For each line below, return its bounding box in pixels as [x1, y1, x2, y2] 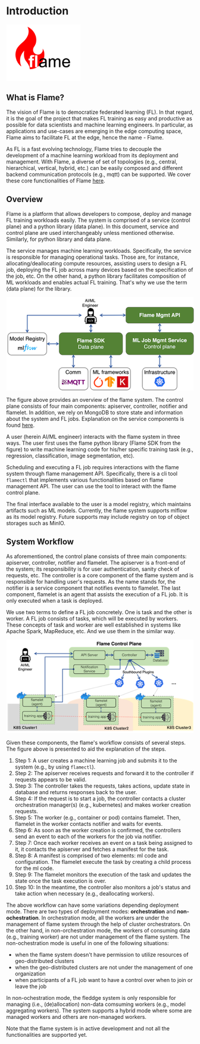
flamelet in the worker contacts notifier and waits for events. [14, 820, 162, 827]
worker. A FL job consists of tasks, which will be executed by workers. [6, 615, 179, 622]
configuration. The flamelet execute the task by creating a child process [14, 858, 192, 865]
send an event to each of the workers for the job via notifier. [14, 833, 162, 840]
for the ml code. [14, 865, 54, 872]
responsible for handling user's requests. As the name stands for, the [6, 578, 176, 585]
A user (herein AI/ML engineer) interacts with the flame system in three [6, 433, 180, 440]
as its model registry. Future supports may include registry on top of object [6, 513, 190, 520]
